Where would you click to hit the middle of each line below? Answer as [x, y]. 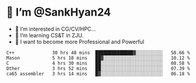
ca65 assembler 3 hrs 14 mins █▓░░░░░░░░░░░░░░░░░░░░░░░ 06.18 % [98, 74]
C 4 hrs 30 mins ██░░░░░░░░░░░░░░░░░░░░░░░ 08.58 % [98, 63]
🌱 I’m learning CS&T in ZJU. [49, 35]
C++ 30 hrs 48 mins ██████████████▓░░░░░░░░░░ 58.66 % [98, 53]
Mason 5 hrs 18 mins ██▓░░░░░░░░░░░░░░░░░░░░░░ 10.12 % [98, 58]
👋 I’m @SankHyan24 [59, 12]
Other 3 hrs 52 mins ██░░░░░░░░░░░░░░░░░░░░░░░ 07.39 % [98, 69]
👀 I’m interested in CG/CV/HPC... [55, 29]
